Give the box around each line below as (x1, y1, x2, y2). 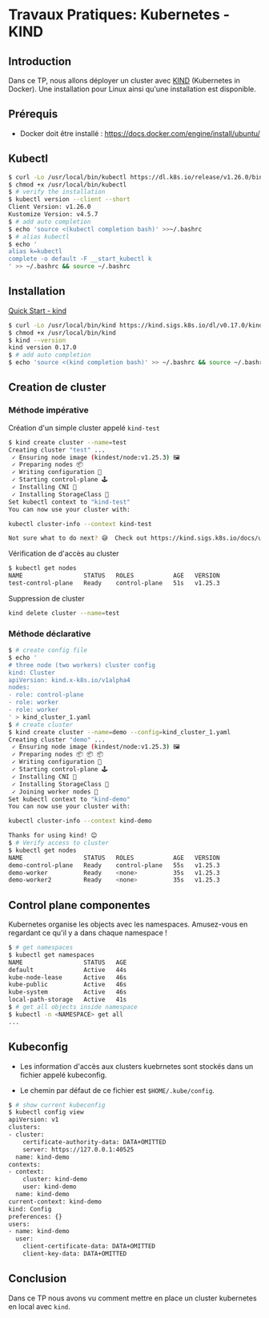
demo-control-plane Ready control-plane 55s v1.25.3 (8, 861, 220, 870)
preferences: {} (8, 1212, 62, 1220)
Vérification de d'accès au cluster (8, 548, 119, 558)
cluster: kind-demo (22, 1175, 88, 1183)
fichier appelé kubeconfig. (19, 1070, 107, 1079)
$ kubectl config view (8, 1108, 84, 1116)
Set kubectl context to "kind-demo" (8, 795, 130, 803)
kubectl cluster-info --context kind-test (8, 520, 152, 528)
